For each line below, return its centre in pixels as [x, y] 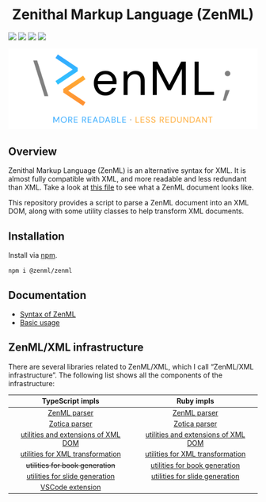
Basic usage [40, 322]
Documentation [47, 295]
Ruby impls [196, 401]
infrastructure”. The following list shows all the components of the [116, 375]
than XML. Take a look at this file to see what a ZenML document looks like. [131, 187]
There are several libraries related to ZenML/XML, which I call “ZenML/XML [131, 366]
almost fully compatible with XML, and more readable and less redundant [127, 179]
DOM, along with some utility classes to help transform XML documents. [126, 211]
